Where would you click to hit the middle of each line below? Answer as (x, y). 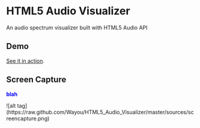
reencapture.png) (28, 118)
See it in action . (26, 60)
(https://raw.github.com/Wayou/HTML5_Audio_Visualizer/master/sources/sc (100, 112)
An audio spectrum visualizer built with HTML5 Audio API (77, 28)
